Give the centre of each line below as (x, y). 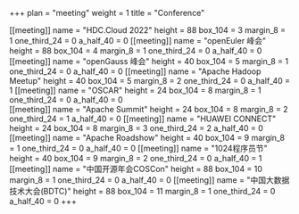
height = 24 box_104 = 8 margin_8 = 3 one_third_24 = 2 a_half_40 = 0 (136, 128)
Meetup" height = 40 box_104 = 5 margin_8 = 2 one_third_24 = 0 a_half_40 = (150, 81)
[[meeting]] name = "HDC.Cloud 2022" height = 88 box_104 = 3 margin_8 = (148, 30)
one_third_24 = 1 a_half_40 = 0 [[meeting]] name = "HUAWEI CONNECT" (143, 119)
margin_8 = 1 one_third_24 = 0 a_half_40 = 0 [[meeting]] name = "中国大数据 (149, 180)
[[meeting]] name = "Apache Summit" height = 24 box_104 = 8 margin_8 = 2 (149, 109)
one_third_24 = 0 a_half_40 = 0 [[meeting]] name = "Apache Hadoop (135, 71)
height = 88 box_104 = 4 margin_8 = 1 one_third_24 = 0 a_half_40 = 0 (136, 51)
